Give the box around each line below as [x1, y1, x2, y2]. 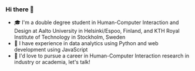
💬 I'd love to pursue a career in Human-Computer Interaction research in [14, 52, 190, 59]
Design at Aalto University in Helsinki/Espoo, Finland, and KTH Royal [14, 28, 180, 35]
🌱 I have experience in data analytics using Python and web [14, 40, 159, 47]
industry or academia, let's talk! [14, 59, 90, 66]
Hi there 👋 [5, 5, 35, 13]
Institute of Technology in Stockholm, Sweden [14, 33, 126, 40]
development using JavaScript [14, 46, 88, 53]
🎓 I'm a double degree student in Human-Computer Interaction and [14, 19, 179, 26]
